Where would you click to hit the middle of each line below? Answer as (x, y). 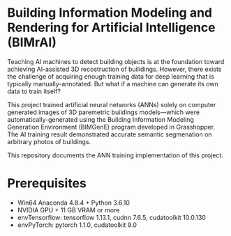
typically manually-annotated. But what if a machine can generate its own (113, 84)
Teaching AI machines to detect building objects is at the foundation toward (116, 61)
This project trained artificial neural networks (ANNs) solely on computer (112, 104)
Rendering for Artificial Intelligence (111, 27)
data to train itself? (34, 91)
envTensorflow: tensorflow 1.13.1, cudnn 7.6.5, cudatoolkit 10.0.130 (111, 217)
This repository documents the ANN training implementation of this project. (115, 155)
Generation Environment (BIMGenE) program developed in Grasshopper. (111, 127)
